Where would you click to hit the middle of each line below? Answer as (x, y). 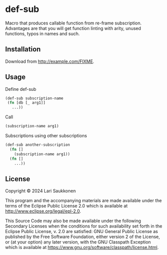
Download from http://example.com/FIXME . (50, 61)
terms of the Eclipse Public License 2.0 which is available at (67, 206)
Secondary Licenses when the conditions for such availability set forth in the (84, 226)
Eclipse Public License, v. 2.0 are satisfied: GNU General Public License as (82, 232)
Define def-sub (21, 89)
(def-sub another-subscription (38, 145)
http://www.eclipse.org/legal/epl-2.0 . (43, 211)
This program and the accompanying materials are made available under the (83, 201)
